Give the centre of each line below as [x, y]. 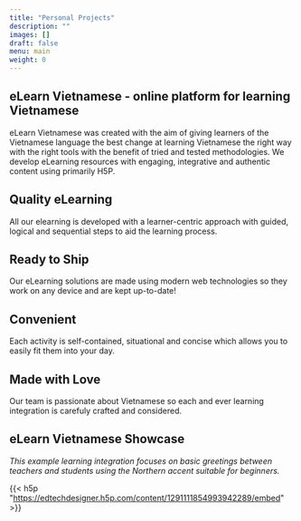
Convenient [43, 319]
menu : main [30, 52]
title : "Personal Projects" [62, 18]
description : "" [40, 26]
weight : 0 [28, 60]
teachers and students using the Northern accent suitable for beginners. [145, 470]
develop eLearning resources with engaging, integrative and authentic [140, 161]
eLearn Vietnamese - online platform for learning [150, 96]
